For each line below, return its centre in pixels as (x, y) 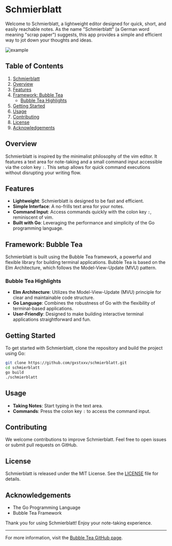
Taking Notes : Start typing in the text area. (58, 406)
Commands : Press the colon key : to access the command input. (82, 411)
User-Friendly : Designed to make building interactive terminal (78, 314)
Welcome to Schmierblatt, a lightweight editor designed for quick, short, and (86, 24)
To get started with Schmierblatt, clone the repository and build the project (84, 348)
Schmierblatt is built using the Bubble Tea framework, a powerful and (78, 257)
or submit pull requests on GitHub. (41, 445)
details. (13, 479)
